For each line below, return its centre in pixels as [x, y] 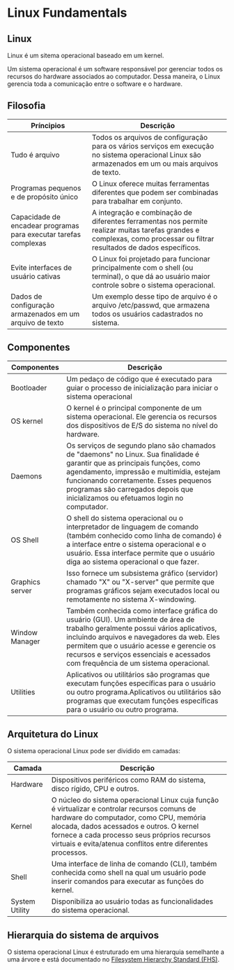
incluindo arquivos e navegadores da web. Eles [143, 636]
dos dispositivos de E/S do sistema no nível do [142, 425]
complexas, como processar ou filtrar [153, 238]
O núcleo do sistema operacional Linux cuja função [135, 800]
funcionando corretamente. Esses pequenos [139, 480]
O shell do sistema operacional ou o [124, 518]
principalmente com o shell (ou [142, 267]
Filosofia [26, 106]
